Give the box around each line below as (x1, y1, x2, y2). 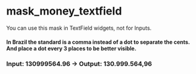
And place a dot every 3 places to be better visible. (6, 44, 137, 52)
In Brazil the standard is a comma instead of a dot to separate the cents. (6, 38, 191, 45)
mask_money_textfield (6, 4, 122, 18)
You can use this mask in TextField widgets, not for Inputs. (6, 24, 152, 32)
